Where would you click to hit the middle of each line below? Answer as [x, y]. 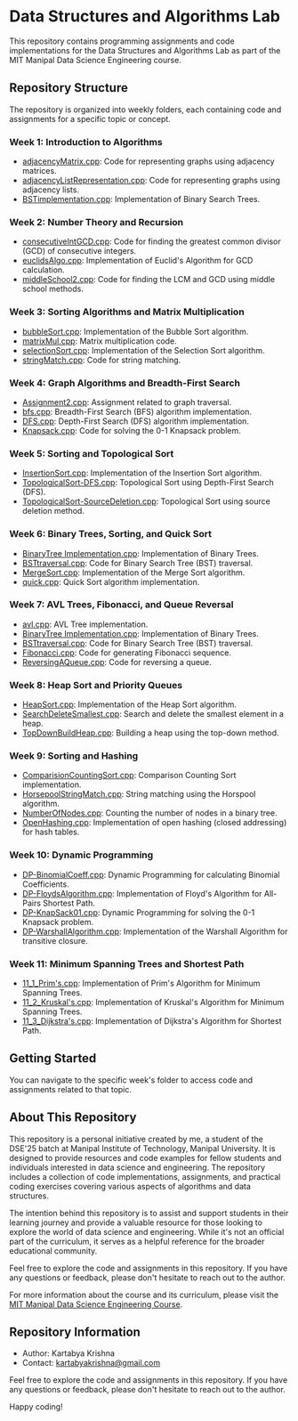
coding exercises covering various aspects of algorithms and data [130, 1186]
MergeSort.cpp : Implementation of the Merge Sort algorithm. [133, 572]
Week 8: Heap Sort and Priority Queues [96, 685]
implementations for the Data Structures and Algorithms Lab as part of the [145, 50]
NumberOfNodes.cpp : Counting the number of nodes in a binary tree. [149, 813]
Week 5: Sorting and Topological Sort [92, 453]
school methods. [53, 289]
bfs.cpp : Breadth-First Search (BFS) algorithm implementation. [137, 411]
